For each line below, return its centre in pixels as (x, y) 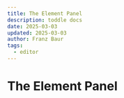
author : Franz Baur (36, 39)
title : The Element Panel (45, 13)
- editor (26, 52)
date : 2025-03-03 (32, 26)
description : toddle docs (45, 20)
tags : (15, 46)
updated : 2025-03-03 (37, 33)
